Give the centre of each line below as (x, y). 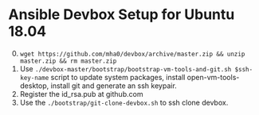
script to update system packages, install (118, 77)
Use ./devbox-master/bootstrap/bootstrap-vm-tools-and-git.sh (126, 68)
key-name (34, 78)
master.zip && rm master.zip (68, 61)
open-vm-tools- (213, 77)
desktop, (34, 86)
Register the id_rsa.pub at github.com (81, 94)
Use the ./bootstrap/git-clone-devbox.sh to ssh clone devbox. (124, 102)
